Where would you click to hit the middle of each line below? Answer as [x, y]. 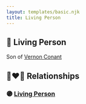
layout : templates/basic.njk [43, 12]
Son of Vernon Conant [34, 57]
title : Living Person [34, 18]
